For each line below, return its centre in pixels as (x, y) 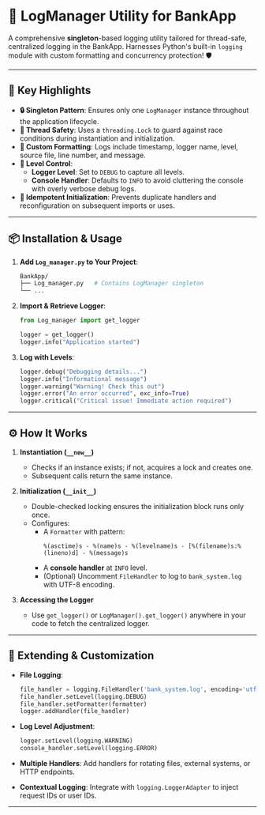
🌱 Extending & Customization (81, 656)
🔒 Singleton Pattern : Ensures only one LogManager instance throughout (134, 110)
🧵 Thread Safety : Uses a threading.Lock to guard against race (121, 130)
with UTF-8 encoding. (79, 585)
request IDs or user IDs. (58, 796)
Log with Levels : (47, 357)
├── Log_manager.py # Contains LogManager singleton (112, 284)
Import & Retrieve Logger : (63, 306)
